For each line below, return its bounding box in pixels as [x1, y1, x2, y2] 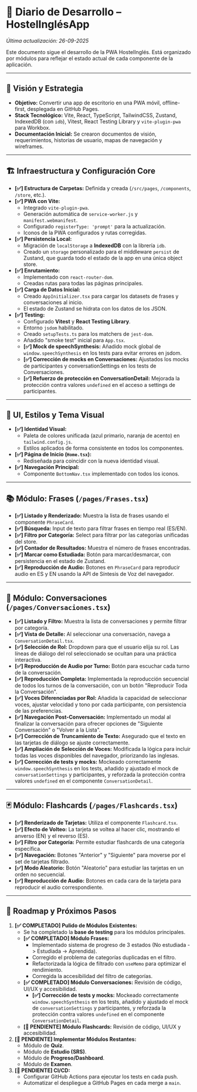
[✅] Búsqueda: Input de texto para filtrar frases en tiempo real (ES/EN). [14, 525, 188, 532]
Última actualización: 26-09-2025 [6, 37, 89, 44]
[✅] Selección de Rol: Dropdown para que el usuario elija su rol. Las [14, 643, 179, 651]
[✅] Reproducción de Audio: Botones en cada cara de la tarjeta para [14, 877, 182, 884]
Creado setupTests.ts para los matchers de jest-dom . [23, 330, 154, 337]
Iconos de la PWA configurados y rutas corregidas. [23, 229, 147, 236]
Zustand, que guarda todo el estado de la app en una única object [23, 254, 183, 261]
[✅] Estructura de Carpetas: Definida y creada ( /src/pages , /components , [14, 184, 191, 191]
